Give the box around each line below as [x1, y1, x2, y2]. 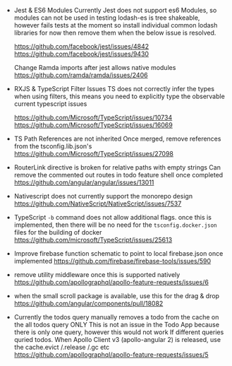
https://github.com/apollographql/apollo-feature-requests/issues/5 [13, 350, 209, 359]
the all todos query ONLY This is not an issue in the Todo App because [13, 321, 220, 329]
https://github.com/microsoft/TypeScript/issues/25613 [13, 236, 173, 244]
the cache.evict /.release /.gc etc [13, 343, 110, 351]
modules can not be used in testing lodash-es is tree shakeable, [13, 13, 200, 22]
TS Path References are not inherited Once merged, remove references [13, 134, 221, 143]
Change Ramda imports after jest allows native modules [13, 64, 176, 71]
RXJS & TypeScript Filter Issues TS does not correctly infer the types [13, 85, 215, 93]
